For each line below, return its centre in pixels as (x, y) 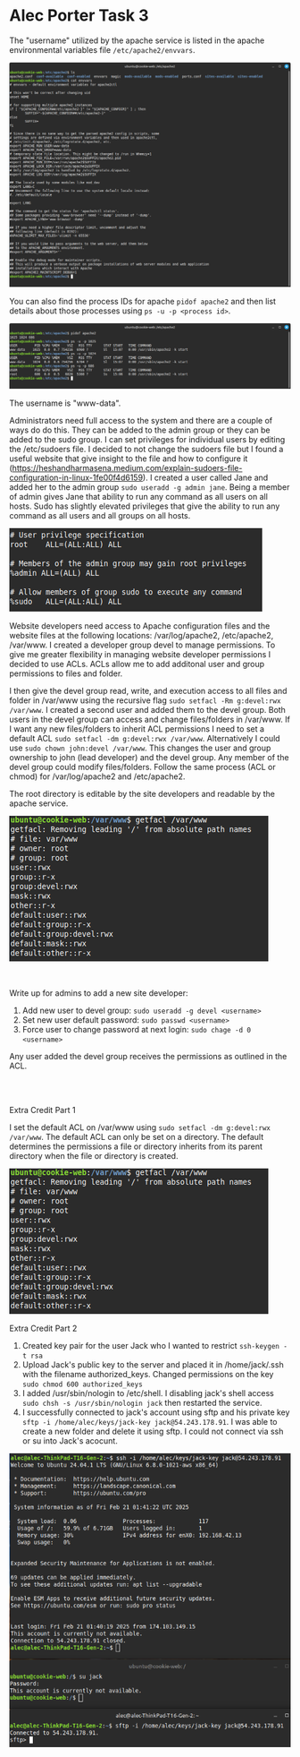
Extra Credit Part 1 (42, 1110)
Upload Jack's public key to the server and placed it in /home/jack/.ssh (153, 1364)
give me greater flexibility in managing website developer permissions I (140, 654)
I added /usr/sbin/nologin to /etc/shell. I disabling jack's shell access (148, 1393)
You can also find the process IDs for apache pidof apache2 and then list (143, 302)
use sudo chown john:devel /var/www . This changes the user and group (140, 748)
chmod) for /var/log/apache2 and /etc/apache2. (97, 776)
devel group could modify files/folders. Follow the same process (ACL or (142, 767)
